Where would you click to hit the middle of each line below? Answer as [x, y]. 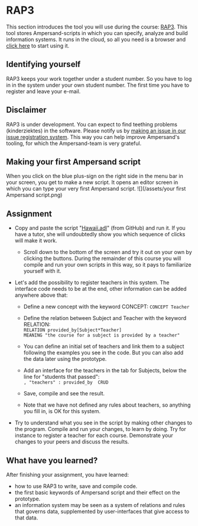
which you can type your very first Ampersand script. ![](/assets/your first [96, 189]
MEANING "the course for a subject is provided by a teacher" [102, 335]
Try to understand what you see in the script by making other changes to [103, 423]
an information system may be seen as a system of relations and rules [100, 505]
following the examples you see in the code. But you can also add [103, 353]
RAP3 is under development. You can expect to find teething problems [92, 124]
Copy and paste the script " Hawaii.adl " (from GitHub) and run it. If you [100, 228]
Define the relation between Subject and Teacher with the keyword [105, 318]
